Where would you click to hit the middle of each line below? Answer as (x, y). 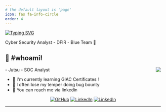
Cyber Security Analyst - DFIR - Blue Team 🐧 (51, 42)
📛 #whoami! (24, 58)
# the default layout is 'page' (38, 10)
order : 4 (14, 19)
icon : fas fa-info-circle (32, 14)
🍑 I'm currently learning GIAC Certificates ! (56, 79)
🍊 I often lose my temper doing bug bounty (56, 85)
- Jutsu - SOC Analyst (28, 70)
